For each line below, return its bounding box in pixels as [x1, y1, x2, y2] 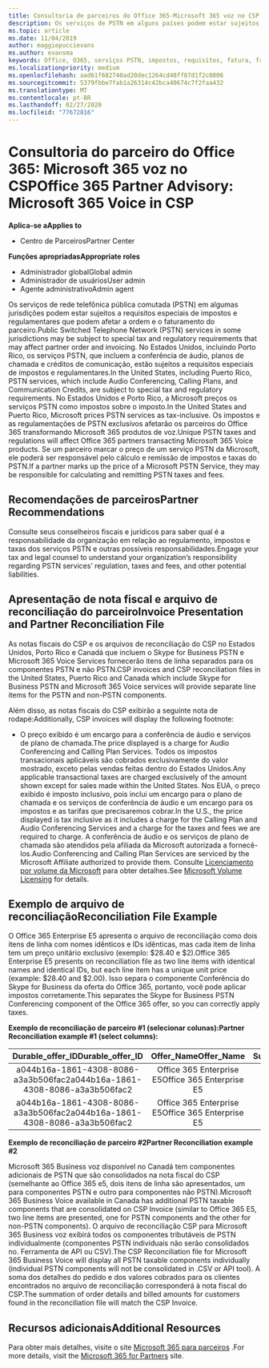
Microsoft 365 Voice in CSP [8, 194, 195, 212]
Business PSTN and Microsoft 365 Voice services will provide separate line [8, 682, 256, 691]
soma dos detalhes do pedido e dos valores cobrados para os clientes [8, 1273, 240, 1282]
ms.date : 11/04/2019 [8, 34, 78, 42]
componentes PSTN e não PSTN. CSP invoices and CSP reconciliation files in [8, 664, 261, 674]
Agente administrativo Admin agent [19, 284, 134, 293]
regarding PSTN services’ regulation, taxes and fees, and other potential [8, 561, 247, 570]
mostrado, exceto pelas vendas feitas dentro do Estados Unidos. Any [19, 763, 247, 773]
